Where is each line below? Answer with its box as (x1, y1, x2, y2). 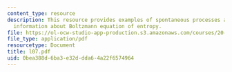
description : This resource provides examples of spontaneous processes (7, 16, 221, 23)
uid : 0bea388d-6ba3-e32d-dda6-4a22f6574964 (7, 55, 135, 62)
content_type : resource (7, 10, 76, 17)
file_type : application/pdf (7, 36, 88, 43)
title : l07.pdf (7, 49, 51, 56)
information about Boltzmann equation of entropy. (13, 23, 162, 29)
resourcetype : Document (7, 42, 76, 49)
